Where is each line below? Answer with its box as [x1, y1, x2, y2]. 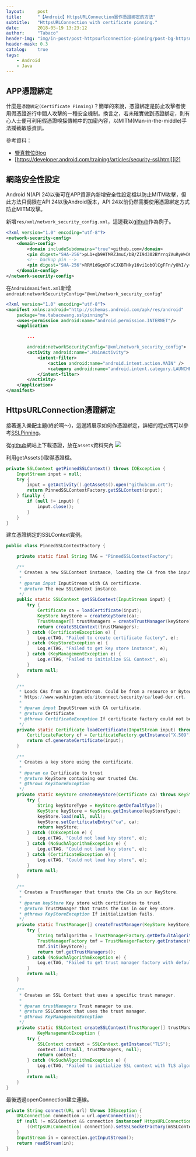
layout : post [6, 8, 48, 15]
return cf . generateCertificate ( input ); [27, 738, 124, 744]
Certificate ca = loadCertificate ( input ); [37, 607, 142, 614]
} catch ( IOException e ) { [27, 830, 93, 836]
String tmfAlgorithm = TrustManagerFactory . [37, 933, 148, 939]
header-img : [6, 36, 35, 42]
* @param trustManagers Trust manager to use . [19, 1003, 134, 1009]
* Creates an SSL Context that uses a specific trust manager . [19, 992, 176, 998]
